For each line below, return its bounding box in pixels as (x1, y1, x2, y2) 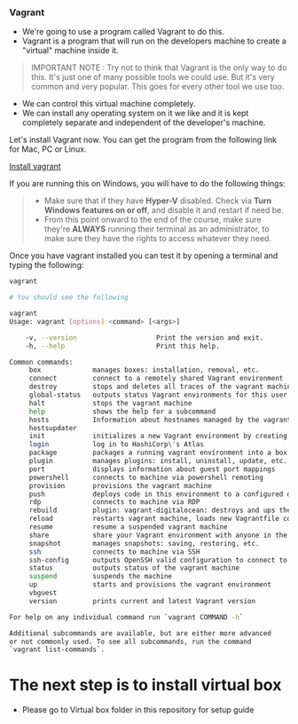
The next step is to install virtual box (9, 675, 282, 696)
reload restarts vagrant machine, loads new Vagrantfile (28, 515, 279, 523)
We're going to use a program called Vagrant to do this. (21, 27, 224, 37)
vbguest (28, 588, 58, 598)
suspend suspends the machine (28, 572, 173, 581)
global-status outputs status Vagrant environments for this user (28, 390, 288, 400)
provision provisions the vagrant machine (28, 481, 213, 490)
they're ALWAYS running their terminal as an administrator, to (43, 224, 270, 234)
